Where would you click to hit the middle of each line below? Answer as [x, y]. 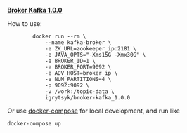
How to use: [25, 23]
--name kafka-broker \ [78, 43]
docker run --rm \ [59, 36]
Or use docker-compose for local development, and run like [94, 111]
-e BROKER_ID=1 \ [70, 61]
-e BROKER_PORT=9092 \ [78, 67]
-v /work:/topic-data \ [79, 92]
